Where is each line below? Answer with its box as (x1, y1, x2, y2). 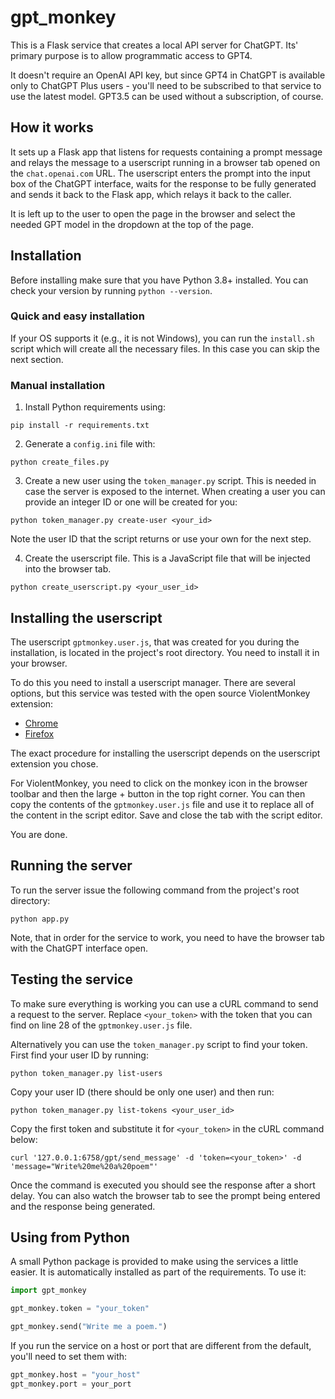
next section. (10, 353, 64, 365)
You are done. (10, 828, 68, 840)
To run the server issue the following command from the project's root (10, 884, 300, 896)
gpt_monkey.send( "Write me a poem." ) (10, 1322, 168, 1332)
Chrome (24, 717, 59, 729)
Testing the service (10, 971, 133, 988)
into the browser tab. (24, 563, 112, 575)
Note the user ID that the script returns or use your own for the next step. (10, 533, 312, 545)
